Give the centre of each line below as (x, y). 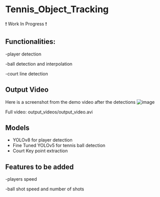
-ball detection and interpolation (39, 64)
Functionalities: (30, 42)
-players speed (21, 179)
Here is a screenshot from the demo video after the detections (70, 102)
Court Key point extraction (40, 151)
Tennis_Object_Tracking (57, 9)
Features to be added (40, 167)
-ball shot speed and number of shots (45, 189)
